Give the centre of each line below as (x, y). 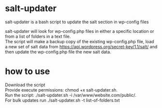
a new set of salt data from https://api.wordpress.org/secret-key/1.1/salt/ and (81, 46)
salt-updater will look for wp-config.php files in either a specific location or (80, 31)
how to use (28, 71)
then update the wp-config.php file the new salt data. (58, 52)
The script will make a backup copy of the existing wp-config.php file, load (80, 41)
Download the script (25, 85)
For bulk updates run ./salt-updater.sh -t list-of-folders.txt (62, 100)
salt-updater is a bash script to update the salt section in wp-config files (77, 22)
